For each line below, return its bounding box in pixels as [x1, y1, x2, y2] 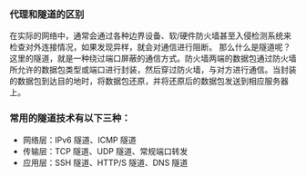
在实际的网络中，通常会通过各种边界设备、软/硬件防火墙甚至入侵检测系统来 [9, 30, 292, 42]
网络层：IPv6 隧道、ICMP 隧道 [22, 134, 137, 145]
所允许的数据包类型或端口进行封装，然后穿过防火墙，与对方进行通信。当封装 [9, 64, 297, 75]
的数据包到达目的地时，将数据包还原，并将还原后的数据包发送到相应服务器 [9, 75, 289, 87]
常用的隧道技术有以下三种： [9, 112, 131, 124]
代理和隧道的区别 [9, 7, 85, 20]
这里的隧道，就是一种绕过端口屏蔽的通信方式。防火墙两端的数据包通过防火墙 [9, 53, 297, 64]
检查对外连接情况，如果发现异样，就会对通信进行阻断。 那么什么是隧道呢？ [9, 42, 291, 53]
